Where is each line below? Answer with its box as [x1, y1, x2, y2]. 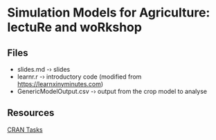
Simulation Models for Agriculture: [7, 5, 210, 21]
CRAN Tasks [7, 126, 43, 134]
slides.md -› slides [17, 66, 71, 73]
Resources [7, 107, 55, 119]
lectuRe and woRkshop [7, 19, 142, 35]
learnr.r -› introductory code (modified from [17, 72, 142, 81]
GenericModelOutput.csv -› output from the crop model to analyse [17, 88, 208, 95]
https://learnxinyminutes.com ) [17, 80, 104, 88]
